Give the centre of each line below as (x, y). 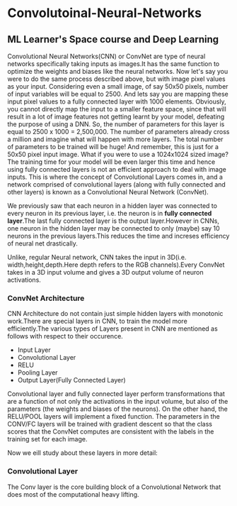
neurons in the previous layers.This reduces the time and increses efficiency (118, 236)
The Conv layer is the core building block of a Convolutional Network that (114, 487)
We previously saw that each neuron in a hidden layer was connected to (112, 206)
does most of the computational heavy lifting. (73, 494)
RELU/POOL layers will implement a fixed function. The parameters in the (114, 417)
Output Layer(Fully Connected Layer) (71, 380)
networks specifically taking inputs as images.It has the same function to (114, 64)
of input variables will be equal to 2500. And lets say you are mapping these (118, 94)
